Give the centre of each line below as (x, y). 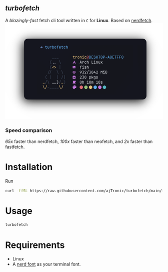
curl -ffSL (16, 191)
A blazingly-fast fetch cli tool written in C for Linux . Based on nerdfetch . (79, 20)
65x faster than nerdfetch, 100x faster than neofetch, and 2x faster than (79, 141)
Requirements (35, 245)
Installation (29, 167)
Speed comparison (29, 130)
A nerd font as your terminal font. (46, 264)
